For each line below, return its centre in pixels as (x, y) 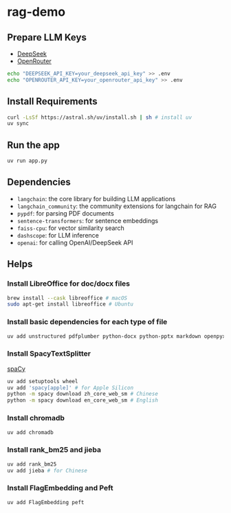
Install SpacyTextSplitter (49, 354)
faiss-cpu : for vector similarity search (71, 228)
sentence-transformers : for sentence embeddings (88, 220)
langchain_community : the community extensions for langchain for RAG (117, 206)
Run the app (33, 145)
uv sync (18, 124)
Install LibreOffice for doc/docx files (69, 284)
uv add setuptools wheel (43, 381)
